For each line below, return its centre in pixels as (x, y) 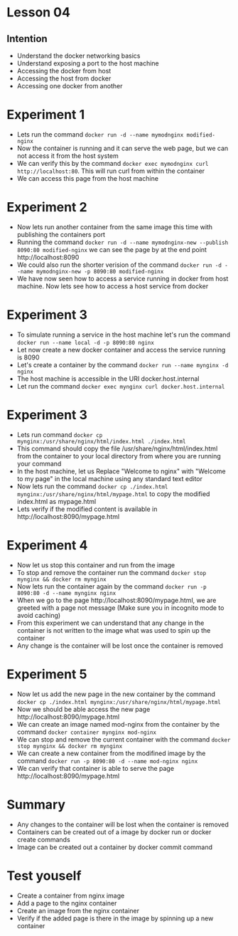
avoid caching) (39, 615)
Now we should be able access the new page (83, 709)
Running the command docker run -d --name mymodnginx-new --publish (123, 242)
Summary (36, 804)
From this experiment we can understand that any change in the (110, 623)
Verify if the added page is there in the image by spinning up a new (115, 918)
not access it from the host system (67, 156)
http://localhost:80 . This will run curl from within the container (111, 171)
